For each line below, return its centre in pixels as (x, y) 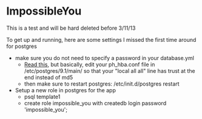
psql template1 (42, 97)
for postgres (22, 46)
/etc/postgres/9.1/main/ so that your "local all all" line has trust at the (109, 70)
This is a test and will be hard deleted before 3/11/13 (71, 28)
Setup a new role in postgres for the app (66, 90)
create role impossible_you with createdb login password (95, 103)
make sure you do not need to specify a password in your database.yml (104, 58)
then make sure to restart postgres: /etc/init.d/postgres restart (102, 84)
